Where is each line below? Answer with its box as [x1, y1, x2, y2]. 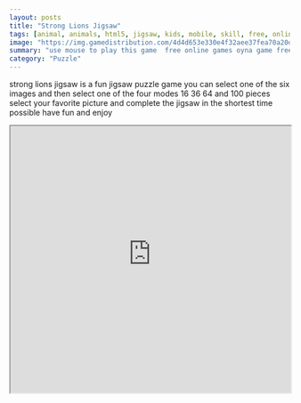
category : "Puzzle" [9, 54, 82, 63]
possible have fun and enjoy [9, 108, 113, 117]
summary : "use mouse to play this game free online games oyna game [9, 46, 273, 55]
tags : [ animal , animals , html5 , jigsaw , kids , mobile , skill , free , [9, 29, 269, 38]
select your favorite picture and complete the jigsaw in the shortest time [9, 98, 273, 108]
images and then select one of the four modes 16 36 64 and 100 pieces [9, 88, 271, 99]
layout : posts [9, 12, 62, 22]
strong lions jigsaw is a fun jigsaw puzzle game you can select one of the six [9, 79, 290, 89]
